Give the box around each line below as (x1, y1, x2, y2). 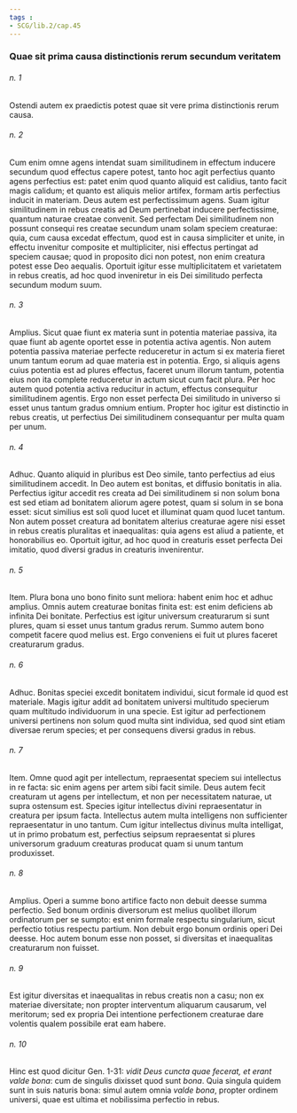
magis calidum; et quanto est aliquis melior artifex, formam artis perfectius (9, 185, 281, 196)
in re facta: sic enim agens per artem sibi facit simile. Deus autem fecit (9, 782, 266, 792)
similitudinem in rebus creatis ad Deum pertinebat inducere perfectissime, (9, 204, 279, 214)
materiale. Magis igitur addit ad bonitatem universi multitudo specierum (9, 697, 270, 707)
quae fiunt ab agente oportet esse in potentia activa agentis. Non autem (9, 337, 272, 347)
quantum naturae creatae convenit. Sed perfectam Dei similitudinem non (9, 214, 275, 224)
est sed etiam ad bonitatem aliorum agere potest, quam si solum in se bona (9, 497, 284, 508)
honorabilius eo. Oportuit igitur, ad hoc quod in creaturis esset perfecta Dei (9, 535, 284, 546)
